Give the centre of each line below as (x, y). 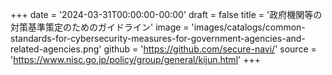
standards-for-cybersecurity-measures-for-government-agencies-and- (158, 38)
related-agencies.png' (56, 49)
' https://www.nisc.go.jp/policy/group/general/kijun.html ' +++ (135, 59)
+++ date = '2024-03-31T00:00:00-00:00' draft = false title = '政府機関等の (166, 14)
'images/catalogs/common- (248, 27)
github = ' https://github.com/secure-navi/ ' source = (210, 49)
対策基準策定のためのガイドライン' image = (100, 27)
